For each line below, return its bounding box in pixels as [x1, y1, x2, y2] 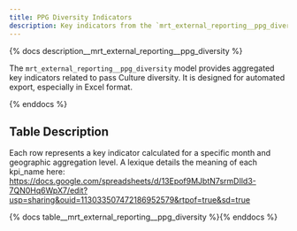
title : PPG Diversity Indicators [9, 12, 133, 22]
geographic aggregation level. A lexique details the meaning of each [9, 157, 258, 168]
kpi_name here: [9, 166, 65, 177]
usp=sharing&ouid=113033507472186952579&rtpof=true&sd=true [9, 195, 250, 205]
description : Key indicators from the [9, 21, 152, 30]
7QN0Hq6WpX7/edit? [9, 185, 88, 196]
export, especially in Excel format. [9, 81, 133, 92]
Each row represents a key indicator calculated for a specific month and [9, 148, 271, 158]
